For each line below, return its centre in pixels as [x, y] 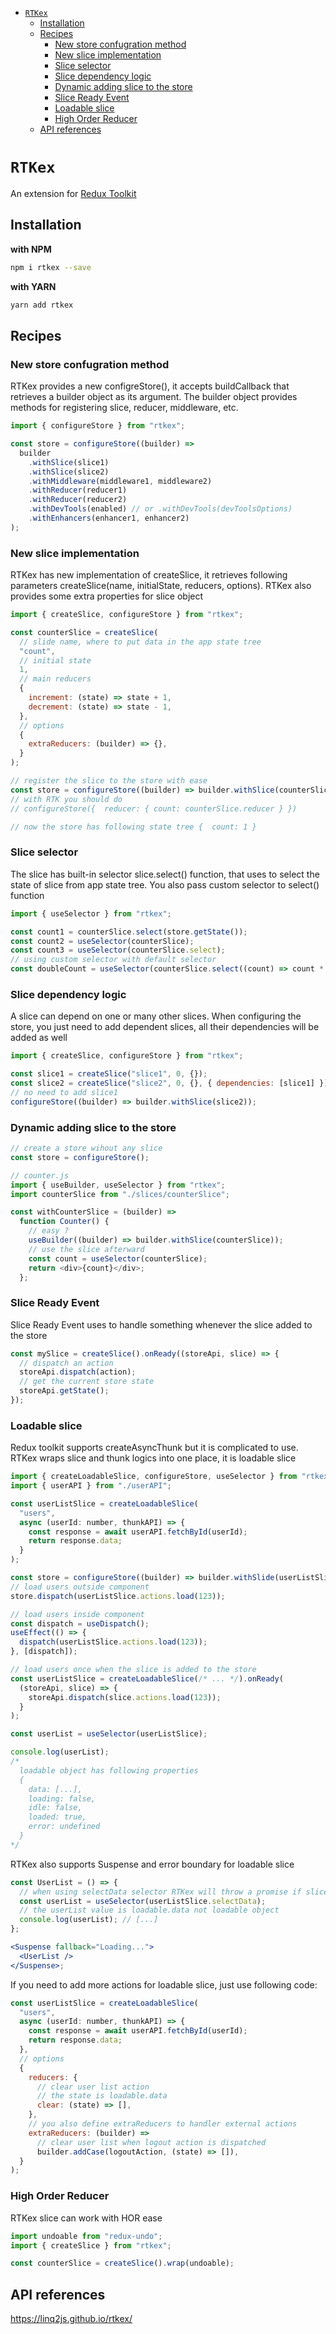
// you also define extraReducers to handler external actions [163, 2124]
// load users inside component [77, 1614]
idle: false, [55, 1808]
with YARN [33, 286]
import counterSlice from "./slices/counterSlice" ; [120, 1194]
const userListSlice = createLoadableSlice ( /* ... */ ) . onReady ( [147, 1678]
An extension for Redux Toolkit [73, 193]
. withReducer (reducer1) [78, 490]
